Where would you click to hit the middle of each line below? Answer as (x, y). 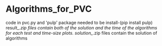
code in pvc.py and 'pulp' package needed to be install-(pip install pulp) (79, 23)
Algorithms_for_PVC (49, 9)
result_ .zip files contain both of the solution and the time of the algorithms (81, 27)
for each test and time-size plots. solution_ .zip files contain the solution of (81, 33)
